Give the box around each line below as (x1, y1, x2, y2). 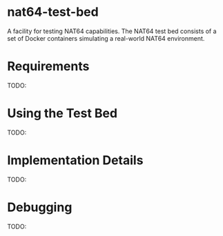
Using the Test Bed (7, 106, 118, 121)
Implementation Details (7, 153, 144, 168)
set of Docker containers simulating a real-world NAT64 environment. (7, 34, 205, 42)
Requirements (7, 59, 90, 75)
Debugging (7, 199, 72, 215)
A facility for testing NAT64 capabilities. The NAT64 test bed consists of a (7, 27, 217, 35)
